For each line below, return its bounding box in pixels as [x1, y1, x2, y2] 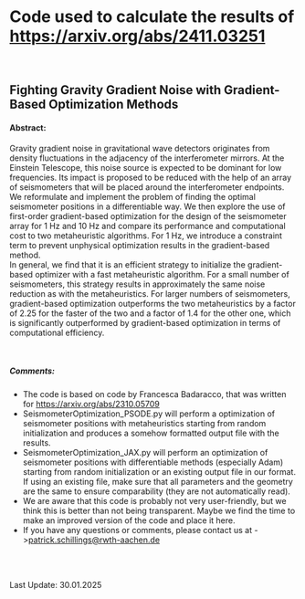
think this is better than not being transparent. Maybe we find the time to [22, 505, 296, 516]
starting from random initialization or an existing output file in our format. [22, 466, 297, 477]
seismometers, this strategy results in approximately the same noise [9, 278, 266, 289]
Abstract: [9, 121, 47, 133]
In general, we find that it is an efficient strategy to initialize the [9, 258, 247, 270]
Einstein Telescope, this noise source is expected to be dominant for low [9, 162, 282, 173]
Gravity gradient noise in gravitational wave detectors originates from [9, 142, 270, 153]
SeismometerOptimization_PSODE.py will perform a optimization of [22, 408, 276, 419]
